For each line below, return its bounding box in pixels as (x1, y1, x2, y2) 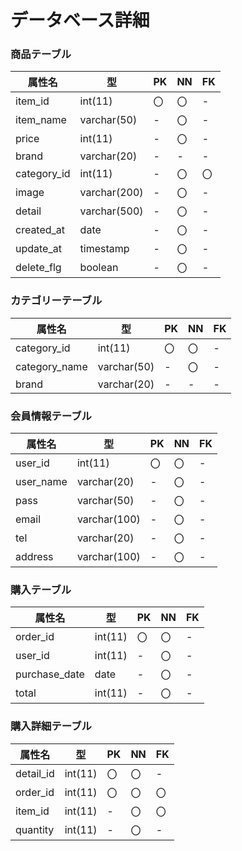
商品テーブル (10, 47, 72, 61)
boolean (79, 261, 119, 275)
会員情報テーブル (10, 409, 92, 423)
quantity (15, 822, 55, 836)
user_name (15, 475, 68, 489)
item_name (15, 113, 67, 127)
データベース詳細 (10, 9, 150, 32)
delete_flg (15, 261, 62, 275)
